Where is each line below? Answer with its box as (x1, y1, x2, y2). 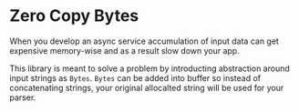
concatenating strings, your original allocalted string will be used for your (9, 82, 284, 93)
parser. (9, 92, 36, 103)
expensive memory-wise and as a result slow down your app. (9, 45, 240, 56)
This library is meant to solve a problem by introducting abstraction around (9, 63, 290, 74)
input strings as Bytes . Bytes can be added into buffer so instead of (9, 72, 262, 83)
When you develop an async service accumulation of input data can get (9, 36, 280, 46)
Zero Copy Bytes (9, 5, 139, 26)
